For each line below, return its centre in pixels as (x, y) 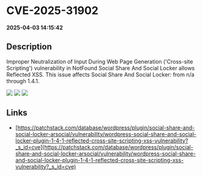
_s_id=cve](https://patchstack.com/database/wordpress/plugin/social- (104, 147)
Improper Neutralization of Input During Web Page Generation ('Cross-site (100, 61)
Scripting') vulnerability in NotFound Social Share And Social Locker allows (101, 68)
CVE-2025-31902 (53, 11)
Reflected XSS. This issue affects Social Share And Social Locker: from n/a (100, 75)
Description (29, 47)
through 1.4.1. (23, 81)
